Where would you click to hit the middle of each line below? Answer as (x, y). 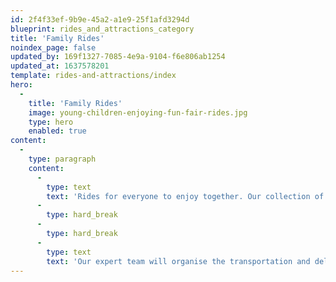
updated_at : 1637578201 (60, 66)
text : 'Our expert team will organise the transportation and (178, 261)
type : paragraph (62, 159)
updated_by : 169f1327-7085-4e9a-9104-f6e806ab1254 (118, 57)
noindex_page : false (53, 47)
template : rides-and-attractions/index (93, 76)
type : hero (51, 122)
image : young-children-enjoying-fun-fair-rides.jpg (138, 112)
